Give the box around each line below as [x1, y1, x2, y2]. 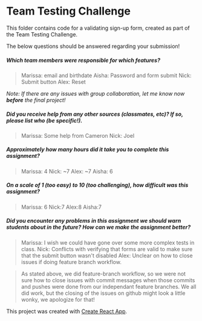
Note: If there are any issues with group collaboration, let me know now [6, 90, 185, 97]
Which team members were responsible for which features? [6, 56, 160, 64]
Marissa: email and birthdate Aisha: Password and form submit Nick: [21, 72, 192, 79]
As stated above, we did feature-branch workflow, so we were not [21, 270, 186, 277]
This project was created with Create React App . [6, 308, 128, 315]
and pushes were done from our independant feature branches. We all [21, 283, 197, 290]
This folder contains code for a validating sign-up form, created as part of [6, 24, 190, 32]
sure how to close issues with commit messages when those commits [21, 276, 195, 283]
